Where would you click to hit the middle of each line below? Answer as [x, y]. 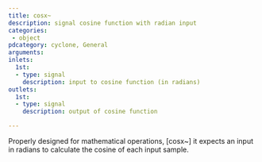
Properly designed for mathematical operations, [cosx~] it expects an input [131, 141]
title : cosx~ [30, 15]
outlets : [23, 89]
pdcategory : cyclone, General [58, 45]
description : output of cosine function [90, 112]
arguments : [26, 52]
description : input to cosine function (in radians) [112, 82]
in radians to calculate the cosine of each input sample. [98, 149]
